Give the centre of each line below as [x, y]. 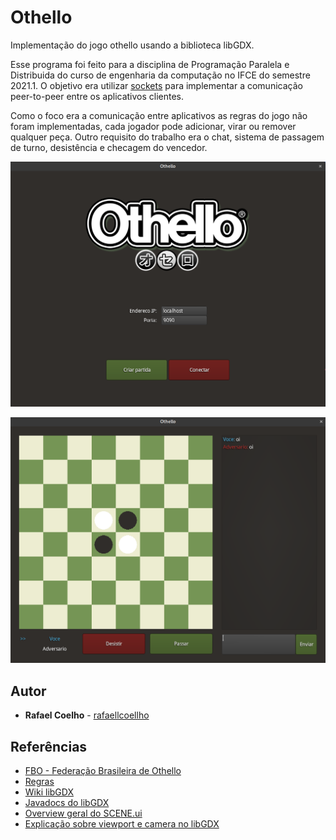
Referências [49, 746]
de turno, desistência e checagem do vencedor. [109, 147]
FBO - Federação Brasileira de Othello [103, 771]
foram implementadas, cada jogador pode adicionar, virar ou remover [153, 126]
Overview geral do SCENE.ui [83, 813]
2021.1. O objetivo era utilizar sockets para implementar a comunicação [156, 85]
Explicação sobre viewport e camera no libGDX [122, 824]
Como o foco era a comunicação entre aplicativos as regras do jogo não [159, 115]
